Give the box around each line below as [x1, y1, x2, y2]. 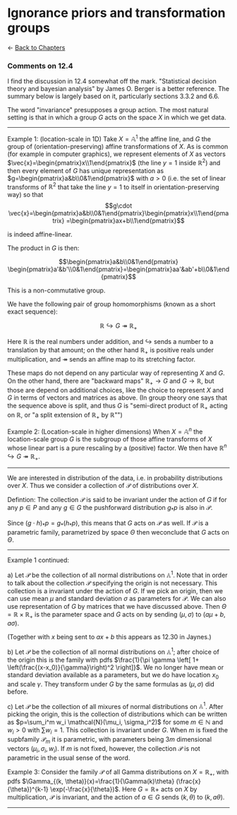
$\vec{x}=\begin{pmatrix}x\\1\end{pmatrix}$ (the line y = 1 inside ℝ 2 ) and [7, 157, 221, 167]
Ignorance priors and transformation [7, 5, 226, 21]
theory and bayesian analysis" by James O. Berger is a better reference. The [7, 85, 230, 93]
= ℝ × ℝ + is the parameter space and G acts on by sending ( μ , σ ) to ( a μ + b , [7, 609, 226, 620]
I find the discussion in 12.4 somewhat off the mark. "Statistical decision [7, 77, 217, 85]
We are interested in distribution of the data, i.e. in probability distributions [7, 474, 224, 482]
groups [7, 20, 51, 36]
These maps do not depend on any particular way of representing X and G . [7, 369, 226, 377]
